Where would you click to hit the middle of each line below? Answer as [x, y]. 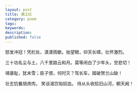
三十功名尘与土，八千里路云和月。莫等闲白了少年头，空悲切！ [68, 62]
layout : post [19, 10]
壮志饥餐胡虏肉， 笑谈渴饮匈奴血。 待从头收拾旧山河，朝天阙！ [69, 83]
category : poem [21, 19]
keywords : [15, 28]
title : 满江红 [19, 14]
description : [19, 33]
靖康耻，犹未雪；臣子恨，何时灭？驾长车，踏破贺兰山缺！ [64, 73]
